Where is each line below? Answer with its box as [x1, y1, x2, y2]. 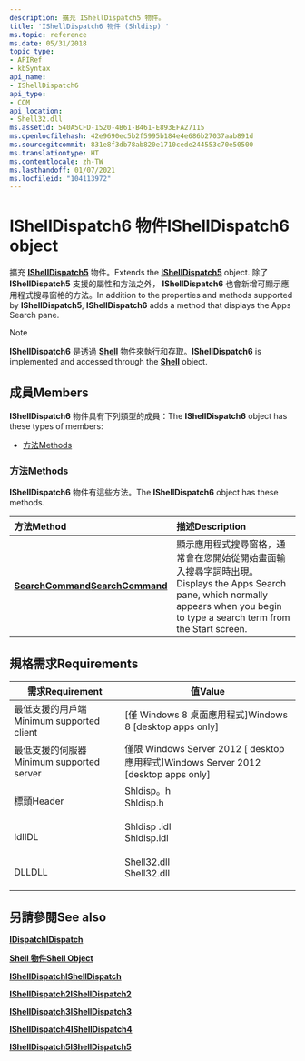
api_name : [9, 73, 47, 82]
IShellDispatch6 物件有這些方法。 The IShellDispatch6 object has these [9, 487, 279, 498]
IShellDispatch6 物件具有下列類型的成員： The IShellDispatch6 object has [9, 411, 288, 421]
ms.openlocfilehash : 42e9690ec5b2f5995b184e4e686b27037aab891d [9, 132, 254, 141]
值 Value [190, 686, 225, 698]
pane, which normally [176, 588, 269, 601]
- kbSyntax [9, 65, 51, 74]
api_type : [9, 89, 47, 98]
